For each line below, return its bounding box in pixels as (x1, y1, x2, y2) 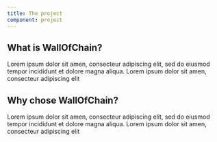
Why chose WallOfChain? (7, 94, 118, 106)
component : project (7, 16, 63, 23)
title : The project (7, 10, 63, 17)
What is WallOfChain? (7, 42, 103, 54)
